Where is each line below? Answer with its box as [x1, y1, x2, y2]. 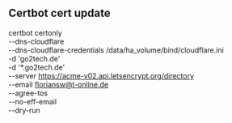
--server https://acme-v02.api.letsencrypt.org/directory [8, 70, 195, 80]
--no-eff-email [8, 96, 57, 106]
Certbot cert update [8, 6, 111, 20]
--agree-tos [8, 88, 49, 98]
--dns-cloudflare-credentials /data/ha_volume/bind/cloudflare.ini [8, 45, 224, 55]
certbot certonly [8, 28, 62, 37]
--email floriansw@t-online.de [8, 79, 109, 89]
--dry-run [8, 105, 40, 115]
